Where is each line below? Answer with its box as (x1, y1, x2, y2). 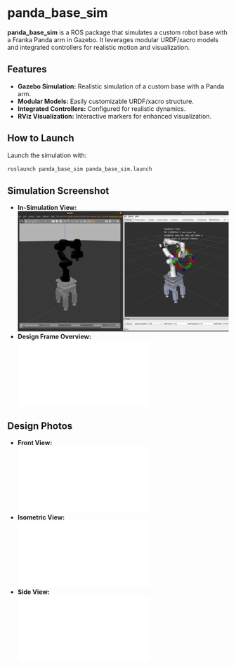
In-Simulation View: (17, 204, 77, 212)
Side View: (17, 588, 51, 596)
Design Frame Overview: (17, 332, 91, 341)
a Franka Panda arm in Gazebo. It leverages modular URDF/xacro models (7, 35, 219, 44)
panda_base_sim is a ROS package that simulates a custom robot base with (7, 28, 228, 37)
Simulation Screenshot (7, 185, 110, 197)
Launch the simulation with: (7, 151, 87, 159)
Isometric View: (17, 513, 65, 521)
